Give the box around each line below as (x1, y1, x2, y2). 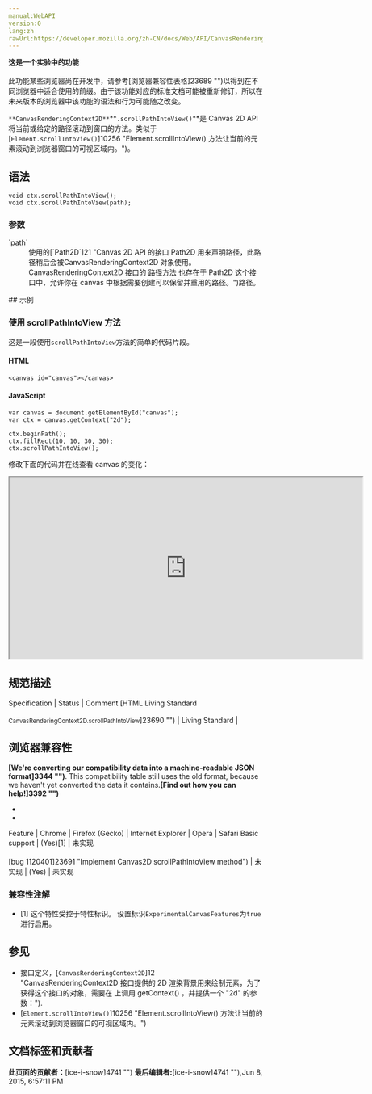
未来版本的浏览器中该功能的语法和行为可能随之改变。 (8, 96, 186, 106)
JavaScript (8, 391, 46, 401)
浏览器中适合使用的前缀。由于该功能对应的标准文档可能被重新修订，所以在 (15, 86, 263, 96)
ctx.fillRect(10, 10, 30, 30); (8, 437, 114, 445)
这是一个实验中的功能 (8, 57, 79, 67)
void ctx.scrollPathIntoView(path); (8, 199, 132, 207)
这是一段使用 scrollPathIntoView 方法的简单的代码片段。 (8, 337, 194, 347)
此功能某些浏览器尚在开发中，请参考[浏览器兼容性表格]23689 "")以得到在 (8, 76, 252, 86)
